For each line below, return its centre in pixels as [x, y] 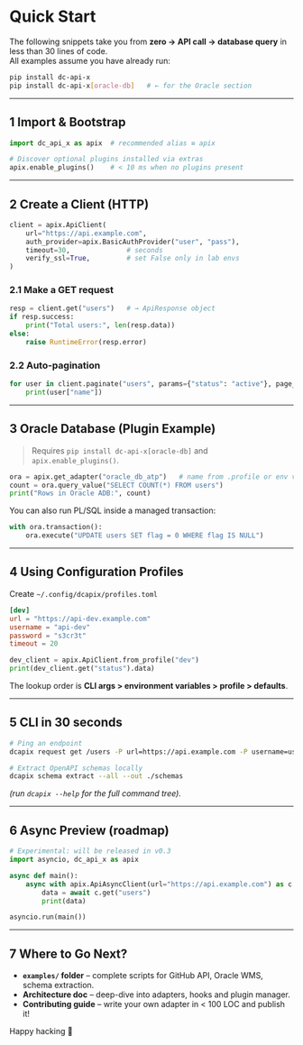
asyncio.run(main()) [48, 917]
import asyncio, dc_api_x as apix [74, 860]
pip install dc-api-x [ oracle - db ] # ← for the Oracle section [131, 86]
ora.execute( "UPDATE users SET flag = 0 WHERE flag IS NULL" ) [145, 536]
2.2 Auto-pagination [55, 365]
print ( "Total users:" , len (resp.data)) [101, 325]
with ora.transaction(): [56, 527]
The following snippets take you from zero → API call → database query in [148, 41]
